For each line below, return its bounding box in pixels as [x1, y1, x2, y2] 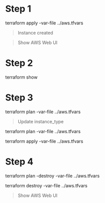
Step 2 [5, 57, 33, 69]
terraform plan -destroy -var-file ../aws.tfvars [5, 173, 100, 179]
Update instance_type [17, 118, 64, 124]
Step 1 [5, 3, 31, 15]
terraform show [5, 74, 38, 80]
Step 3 [5, 92, 33, 104]
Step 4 [5, 156, 34, 167]
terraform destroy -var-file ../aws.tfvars [5, 182, 88, 188]
